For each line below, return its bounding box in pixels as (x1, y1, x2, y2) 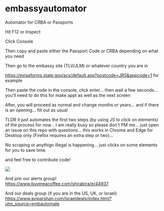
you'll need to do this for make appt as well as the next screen (5, 92, 131, 98)
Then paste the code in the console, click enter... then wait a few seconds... (5, 87, 158, 93)
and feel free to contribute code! (5, 156, 71, 163)
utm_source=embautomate (5, 201, 60, 207)
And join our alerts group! (5, 176, 57, 181)
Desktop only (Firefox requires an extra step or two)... (5, 132, 114, 138)
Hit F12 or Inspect (5, 29, 41, 35)
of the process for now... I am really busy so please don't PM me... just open (5, 122, 159, 128)
